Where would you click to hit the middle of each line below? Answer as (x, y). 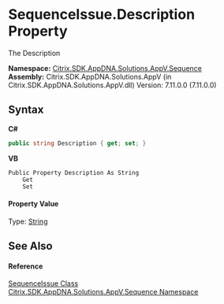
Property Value (34, 204)
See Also (30, 246)
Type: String (28, 221)
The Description (34, 53)
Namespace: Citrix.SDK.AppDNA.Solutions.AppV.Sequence (105, 68)
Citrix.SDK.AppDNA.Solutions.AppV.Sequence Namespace (103, 292)
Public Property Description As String (74, 172)
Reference (26, 266)
